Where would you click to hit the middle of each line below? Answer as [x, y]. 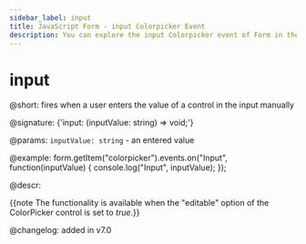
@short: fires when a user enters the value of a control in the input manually [152, 105]
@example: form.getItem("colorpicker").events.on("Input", [118, 158]
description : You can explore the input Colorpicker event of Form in [146, 35]
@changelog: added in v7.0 [61, 230]
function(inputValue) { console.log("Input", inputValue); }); [118, 168]
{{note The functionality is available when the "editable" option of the [139, 203]
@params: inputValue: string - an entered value [102, 140]
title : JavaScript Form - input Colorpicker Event [107, 26]
